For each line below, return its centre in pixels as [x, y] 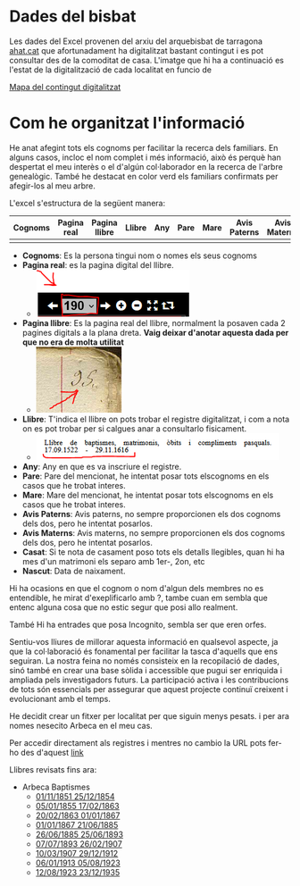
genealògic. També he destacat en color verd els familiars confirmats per [144, 176]
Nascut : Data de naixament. [74, 571]
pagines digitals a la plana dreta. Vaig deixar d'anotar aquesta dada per [155, 333]
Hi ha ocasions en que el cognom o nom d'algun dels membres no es [137, 589]
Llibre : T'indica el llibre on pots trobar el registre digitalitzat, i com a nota [156, 419]
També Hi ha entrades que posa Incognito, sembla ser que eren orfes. [138, 625]
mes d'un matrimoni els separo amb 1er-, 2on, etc [113, 562]
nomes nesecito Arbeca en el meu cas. [81, 726]
